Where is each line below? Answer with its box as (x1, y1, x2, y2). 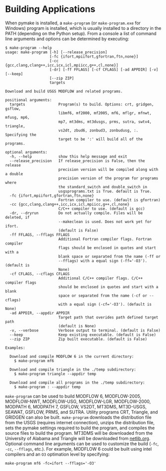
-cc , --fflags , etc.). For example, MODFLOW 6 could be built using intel (5, 446, 152, 452)
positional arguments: (5, 97, 52, 102)
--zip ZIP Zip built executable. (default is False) (9, 336, 148, 341)
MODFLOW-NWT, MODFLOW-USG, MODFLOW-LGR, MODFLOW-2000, (5, 398, 151, 404)
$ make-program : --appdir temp (14, 384, 81, 390)
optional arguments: (5, 150, 48, 155)
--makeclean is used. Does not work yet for (58, 219, 152, 224)
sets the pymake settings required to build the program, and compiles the (5, 425, 155, 431)
